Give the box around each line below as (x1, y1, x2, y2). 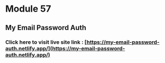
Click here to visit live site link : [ (5, 39, 87, 46)
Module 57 (5, 3, 51, 15)
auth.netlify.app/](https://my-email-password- (5, 45, 125, 52)
